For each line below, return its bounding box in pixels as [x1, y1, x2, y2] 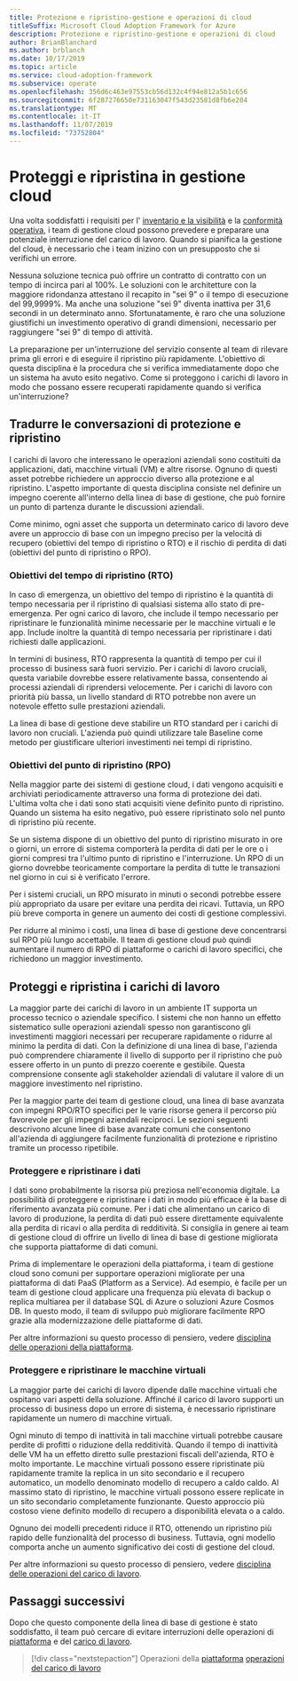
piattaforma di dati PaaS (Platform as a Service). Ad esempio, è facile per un [9, 1278, 287, 1289]
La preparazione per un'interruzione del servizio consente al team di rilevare [9, 344, 288, 354]
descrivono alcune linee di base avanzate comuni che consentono [9, 1124, 251, 1135]
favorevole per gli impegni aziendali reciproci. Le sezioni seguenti [9, 1114, 248, 1125]
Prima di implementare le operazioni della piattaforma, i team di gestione [9, 1258, 274, 1270]
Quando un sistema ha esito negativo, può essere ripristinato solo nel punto [9, 807, 286, 818]
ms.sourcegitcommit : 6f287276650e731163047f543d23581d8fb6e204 [9, 95, 248, 105]
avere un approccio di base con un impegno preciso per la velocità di [9, 527, 263, 538]
